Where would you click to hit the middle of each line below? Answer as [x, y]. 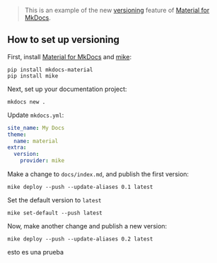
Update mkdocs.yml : [36, 115]
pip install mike [33, 76]
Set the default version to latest [54, 200]
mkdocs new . [27, 102]
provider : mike [42, 161]
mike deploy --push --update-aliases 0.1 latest [80, 187]
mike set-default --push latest [55, 213]
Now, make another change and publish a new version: [87, 226]
